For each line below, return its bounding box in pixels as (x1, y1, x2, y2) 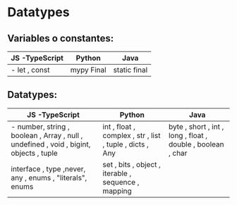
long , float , (168, 130, 208, 140)
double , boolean (168, 139, 224, 149)
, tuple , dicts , (102, 139, 150, 149)
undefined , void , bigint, (11, 139, 91, 149)
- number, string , (11, 121, 70, 131)
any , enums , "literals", (11, 173, 87, 182)
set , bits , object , (102, 159, 161, 169)
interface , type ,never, (11, 163, 86, 173)
